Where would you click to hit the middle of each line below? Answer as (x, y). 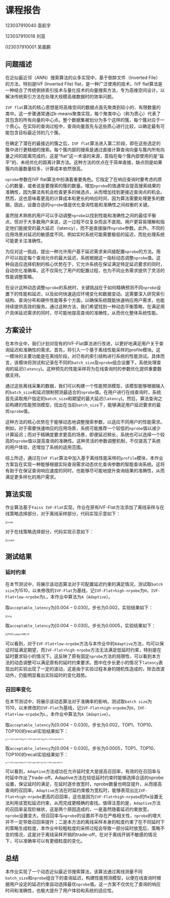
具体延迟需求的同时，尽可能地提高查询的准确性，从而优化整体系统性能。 (85, 313)
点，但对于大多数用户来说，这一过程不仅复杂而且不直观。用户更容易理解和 (83, 222)
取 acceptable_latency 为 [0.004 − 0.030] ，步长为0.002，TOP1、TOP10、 (80, 725)
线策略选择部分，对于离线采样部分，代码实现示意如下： (63, 514)
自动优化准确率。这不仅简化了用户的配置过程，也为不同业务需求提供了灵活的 (85, 270)
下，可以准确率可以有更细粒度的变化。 (45, 841)
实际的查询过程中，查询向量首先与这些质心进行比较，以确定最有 (94, 126)
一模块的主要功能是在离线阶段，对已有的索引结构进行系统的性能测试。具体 (83, 356)
